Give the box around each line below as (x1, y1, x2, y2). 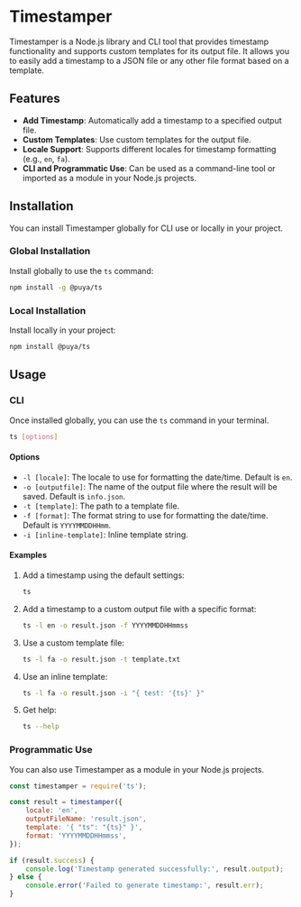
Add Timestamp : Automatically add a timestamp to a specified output (22, 115, 282, 125)
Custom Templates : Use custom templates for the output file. (22, 133, 251, 145)
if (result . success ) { (9, 856, 95, 865)
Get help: (22, 705, 57, 716)
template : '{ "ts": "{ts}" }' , (25, 823, 143, 832)
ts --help (22, 722, 60, 731)
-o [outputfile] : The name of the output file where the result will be (22, 481, 278, 492)
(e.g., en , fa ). (22, 153, 70, 164)
